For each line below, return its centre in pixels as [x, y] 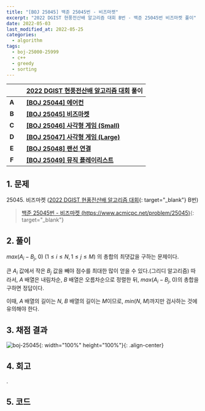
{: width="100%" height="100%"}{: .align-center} [101, 345]
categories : [21, 35]
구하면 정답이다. [25, 288]
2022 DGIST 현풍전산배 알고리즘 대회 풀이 [84, 91]
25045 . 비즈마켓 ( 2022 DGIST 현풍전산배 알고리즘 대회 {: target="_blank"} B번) [102, 200]
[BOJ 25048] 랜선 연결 [59, 149]
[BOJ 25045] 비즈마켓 [58, 114]
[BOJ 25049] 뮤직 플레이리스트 [70, 160]
